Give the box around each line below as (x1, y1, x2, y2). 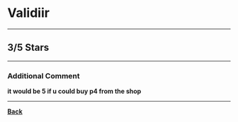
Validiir (7, 5, 50, 21)
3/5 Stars (7, 42, 50, 54)
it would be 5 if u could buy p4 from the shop (7, 87, 142, 96)
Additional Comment (7, 71, 80, 80)
